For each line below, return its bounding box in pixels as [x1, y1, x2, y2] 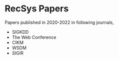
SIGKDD [11, 29, 29, 35]
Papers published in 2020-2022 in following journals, [4, 19, 114, 25]
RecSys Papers [4, 3, 69, 14]
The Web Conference [11, 34, 56, 40]
